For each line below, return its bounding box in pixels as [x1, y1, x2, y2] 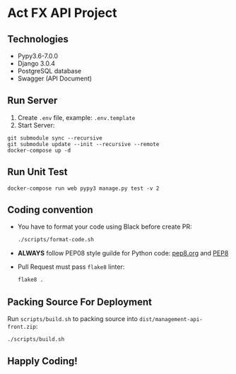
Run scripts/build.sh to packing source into [7, 315, 138, 322]
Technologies [7, 33, 69, 45]
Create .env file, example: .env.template [17, 113, 136, 121]
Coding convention [7, 204, 93, 216]
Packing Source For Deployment [7, 296, 152, 308]
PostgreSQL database [17, 67, 82, 75]
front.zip [7, 323, 37, 330]
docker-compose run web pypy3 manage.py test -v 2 [7, 185, 160, 192]
